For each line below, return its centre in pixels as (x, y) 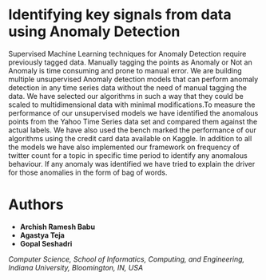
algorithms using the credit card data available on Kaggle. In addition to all (130, 138)
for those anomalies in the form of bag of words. (88, 172)
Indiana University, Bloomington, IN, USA (76, 267)
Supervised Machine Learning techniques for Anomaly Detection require (127, 53)
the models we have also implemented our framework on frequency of (124, 147)
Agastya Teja (42, 235)
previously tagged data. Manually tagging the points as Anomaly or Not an (131, 62)
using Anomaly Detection (94, 32)
